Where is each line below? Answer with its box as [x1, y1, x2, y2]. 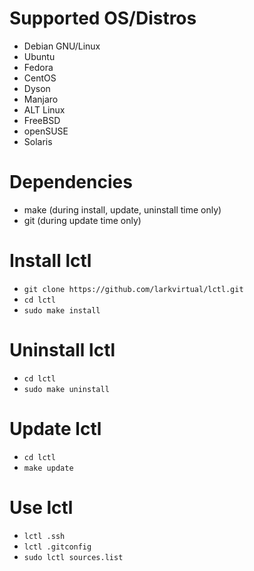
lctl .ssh [23, 531, 66, 541]
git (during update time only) [23, 214, 142, 226]
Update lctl [9, 417, 102, 440]
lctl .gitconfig [23, 542, 92, 552]
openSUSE [23, 125, 69, 137]
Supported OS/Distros [9, 7, 197, 30]
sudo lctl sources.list [23, 552, 124, 562]
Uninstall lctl [9, 339, 116, 361]
